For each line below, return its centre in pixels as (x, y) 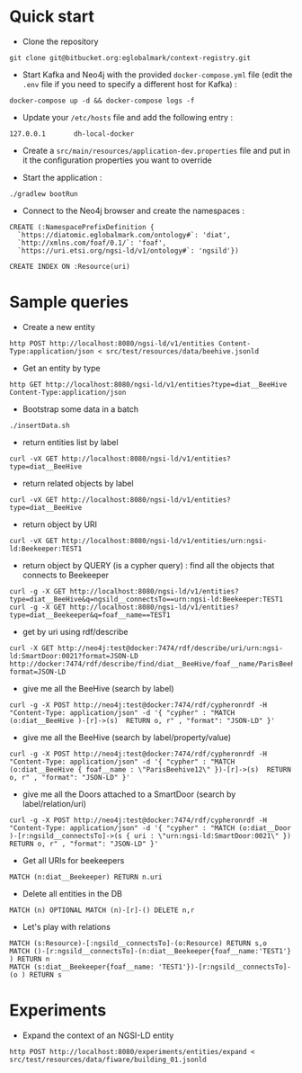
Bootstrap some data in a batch (80, 409)
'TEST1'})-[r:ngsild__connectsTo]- (225, 967)
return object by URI (59, 524)
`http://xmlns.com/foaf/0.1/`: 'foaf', (92, 243)
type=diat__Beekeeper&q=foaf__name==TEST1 (90, 615)
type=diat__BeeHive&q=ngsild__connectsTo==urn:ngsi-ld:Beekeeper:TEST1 (146, 599)
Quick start (52, 17)
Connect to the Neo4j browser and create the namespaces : (133, 210)
